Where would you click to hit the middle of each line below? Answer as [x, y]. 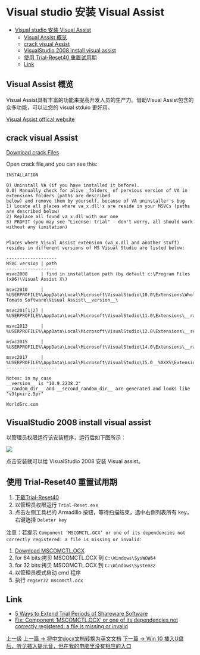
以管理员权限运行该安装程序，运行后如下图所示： [66, 437]
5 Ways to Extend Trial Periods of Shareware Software [81, 614]
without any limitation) [37, 227]
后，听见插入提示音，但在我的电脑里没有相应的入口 [69, 646]
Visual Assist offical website [40, 119]
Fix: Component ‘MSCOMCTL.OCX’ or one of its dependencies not [96, 620]
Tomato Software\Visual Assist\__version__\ [62, 300]
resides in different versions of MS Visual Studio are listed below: [96, 248]
